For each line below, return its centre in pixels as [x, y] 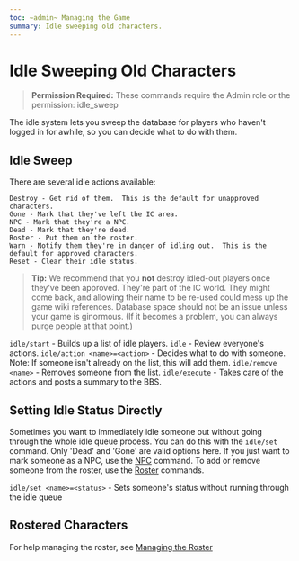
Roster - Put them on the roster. [74, 238]
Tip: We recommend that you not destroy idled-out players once [151, 278]
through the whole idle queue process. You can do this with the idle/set [144, 441]
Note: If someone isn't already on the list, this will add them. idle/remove [143, 363]
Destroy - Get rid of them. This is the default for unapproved [134, 199]
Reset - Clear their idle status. [74, 262]
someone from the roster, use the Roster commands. [107, 470]
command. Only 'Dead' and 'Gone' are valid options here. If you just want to [149, 451]
